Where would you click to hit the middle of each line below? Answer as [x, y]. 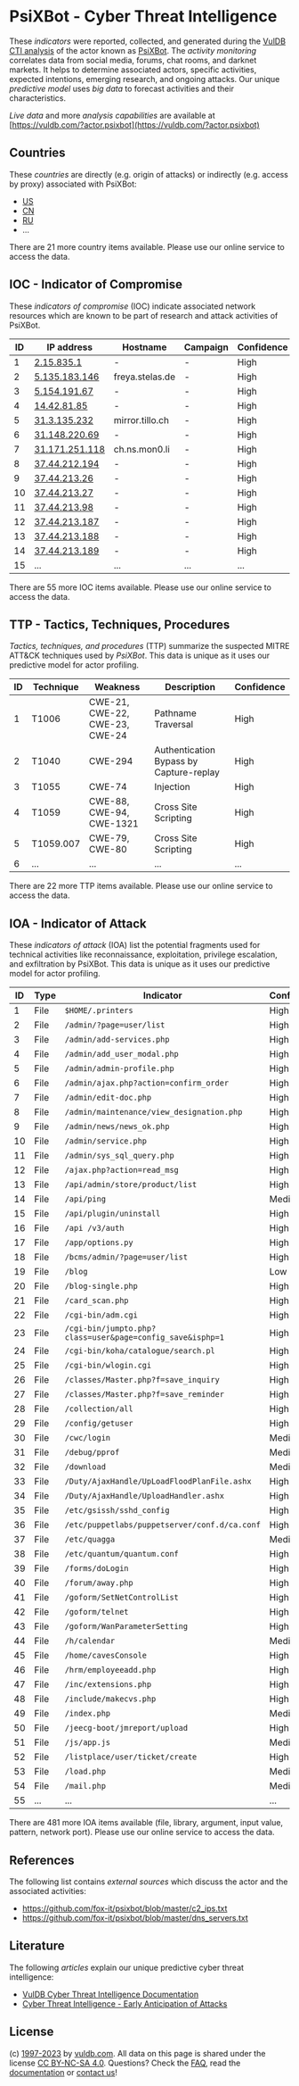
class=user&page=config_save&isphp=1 [145, 1338]
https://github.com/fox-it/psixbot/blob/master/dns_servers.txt [135, 1918]
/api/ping [85, 1199]
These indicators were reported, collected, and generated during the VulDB [148, 41]
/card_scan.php [97, 1301]
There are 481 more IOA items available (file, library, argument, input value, [146, 1823]
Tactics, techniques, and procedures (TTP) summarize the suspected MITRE [149, 646]
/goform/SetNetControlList [122, 1598]
